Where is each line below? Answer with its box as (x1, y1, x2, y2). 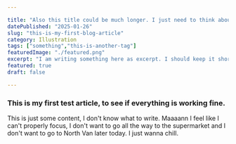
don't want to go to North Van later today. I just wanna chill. (7, 129, 179, 137)
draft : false (7, 68, 46, 76)
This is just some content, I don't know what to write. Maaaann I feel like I (7, 114, 220, 122)
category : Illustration (7, 36, 77, 43)
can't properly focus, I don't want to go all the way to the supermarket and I (7, 121, 226, 130)
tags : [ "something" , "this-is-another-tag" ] (7, 43, 137, 50)
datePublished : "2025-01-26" (7, 22, 93, 30)
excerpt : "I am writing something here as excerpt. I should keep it (7, 55, 216, 63)
